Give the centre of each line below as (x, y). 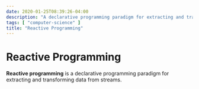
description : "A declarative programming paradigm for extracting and (95, 17)
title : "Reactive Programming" (45, 28)
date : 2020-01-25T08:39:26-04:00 (47, 11)
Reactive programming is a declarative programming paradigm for (88, 74)
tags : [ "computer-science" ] (44, 22)
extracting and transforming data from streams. (64, 80)
